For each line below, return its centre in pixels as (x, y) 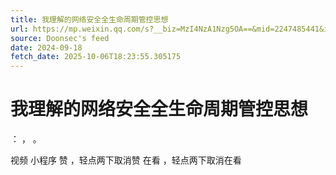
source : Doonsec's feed (60, 38)
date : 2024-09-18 (46, 47)
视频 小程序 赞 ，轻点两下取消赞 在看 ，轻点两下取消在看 (126, 160)
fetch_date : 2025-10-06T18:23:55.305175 (96, 57)
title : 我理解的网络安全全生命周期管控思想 (89, 19)
